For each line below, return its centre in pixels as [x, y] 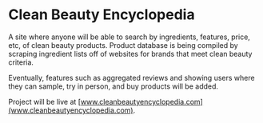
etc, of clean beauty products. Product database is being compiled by [123, 45]
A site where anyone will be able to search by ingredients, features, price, [129, 37]
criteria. [21, 62]
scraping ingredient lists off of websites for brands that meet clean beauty [130, 54]
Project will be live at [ [45, 101]
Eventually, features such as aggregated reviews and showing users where [131, 77]
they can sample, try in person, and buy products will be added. [113, 86]
